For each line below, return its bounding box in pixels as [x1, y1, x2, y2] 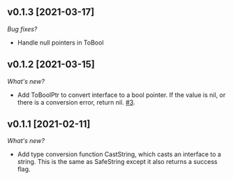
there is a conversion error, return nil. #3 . [17, 98, 135, 106]
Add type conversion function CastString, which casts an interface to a [17, 150, 222, 158]
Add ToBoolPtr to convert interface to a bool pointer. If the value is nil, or [17, 91, 226, 99]
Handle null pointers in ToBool [17, 38, 104, 47]
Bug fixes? [7, 24, 38, 33]
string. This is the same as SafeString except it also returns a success [17, 158, 218, 166]
